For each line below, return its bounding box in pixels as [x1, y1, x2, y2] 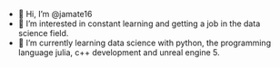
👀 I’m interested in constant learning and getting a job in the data [17, 18, 261, 29]
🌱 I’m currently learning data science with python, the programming [17, 37, 271, 48]
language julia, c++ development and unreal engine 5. [17, 47, 220, 58]
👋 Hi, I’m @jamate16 [17, 9, 93, 19]
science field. [17, 28, 69, 38]
